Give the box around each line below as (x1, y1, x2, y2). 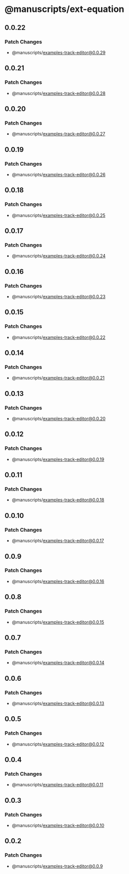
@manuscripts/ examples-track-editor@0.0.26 (11, 171, 106, 177)
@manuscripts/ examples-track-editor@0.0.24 (11, 253, 106, 259)
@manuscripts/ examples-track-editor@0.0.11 (11, 782, 104, 788)
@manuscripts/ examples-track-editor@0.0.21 (11, 375, 105, 381)
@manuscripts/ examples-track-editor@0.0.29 (11, 49, 106, 55)
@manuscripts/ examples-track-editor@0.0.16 (11, 578, 104, 584)
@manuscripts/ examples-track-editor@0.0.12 (11, 741, 104, 747)
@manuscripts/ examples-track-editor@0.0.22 (11, 334, 106, 340)
